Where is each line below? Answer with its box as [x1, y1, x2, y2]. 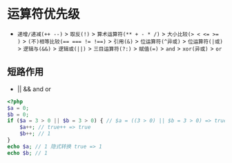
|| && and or [17, 84, 52, 93]
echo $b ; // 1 [7, 149, 48, 156]
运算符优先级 [7, 6, 81, 22]
